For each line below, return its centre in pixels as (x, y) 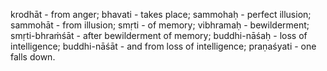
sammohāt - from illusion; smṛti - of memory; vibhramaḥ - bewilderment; (160, 25)
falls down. (33, 57)
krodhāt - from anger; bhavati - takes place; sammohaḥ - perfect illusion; (161, 14)
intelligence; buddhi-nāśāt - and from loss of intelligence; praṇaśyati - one (163, 46)
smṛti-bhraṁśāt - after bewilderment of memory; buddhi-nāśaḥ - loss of (159, 35)
